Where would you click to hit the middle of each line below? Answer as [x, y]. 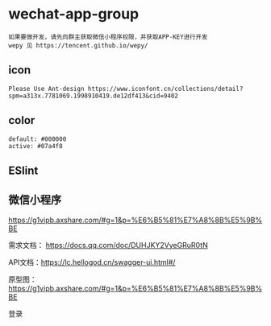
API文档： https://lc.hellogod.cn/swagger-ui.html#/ [92, 262]
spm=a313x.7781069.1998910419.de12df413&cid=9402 [94, 96]
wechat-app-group [74, 14]
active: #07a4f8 [35, 146]
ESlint [23, 170]
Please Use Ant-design [46, 89]
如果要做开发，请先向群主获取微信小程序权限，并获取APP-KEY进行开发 [108, 37]
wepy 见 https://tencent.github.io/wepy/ [78, 45]
